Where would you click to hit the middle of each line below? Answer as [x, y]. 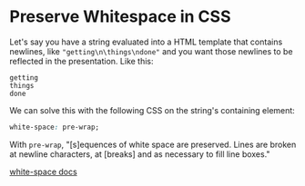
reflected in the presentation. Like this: [81, 61]
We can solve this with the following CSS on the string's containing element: [152, 110]
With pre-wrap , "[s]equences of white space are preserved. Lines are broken [153, 144]
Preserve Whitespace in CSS [120, 17]
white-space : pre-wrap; [55, 127]
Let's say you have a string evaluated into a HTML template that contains [146, 42]
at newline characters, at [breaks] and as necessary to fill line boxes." [140, 154]
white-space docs [43, 171]
